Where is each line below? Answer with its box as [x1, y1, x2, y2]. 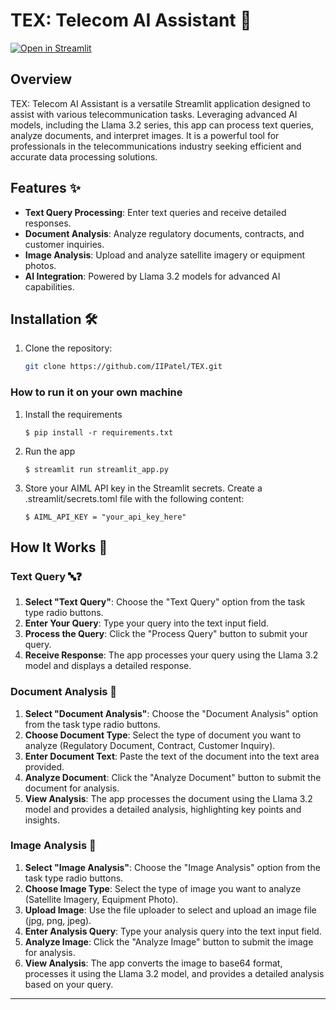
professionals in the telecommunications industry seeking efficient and [10, 140, 302, 152]
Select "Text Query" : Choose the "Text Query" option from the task [24, 596, 306, 608]
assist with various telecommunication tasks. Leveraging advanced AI [10, 108, 298, 120]
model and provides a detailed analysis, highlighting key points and [24, 803, 302, 815]
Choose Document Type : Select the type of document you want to [24, 729, 302, 741]
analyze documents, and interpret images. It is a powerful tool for [10, 129, 280, 141]
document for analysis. [24, 782, 120, 794]
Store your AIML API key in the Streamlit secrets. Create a [24, 482, 263, 494]
